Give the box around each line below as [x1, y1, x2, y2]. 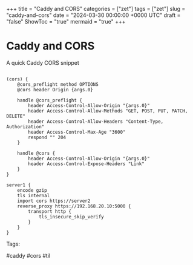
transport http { [28, 208, 71, 214]
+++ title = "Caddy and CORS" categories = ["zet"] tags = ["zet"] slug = [6, 5, 186, 12]
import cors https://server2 [17, 198, 91, 204]
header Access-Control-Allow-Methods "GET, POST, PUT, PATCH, [28, 108, 188, 114]
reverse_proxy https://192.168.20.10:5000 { [17, 203, 131, 209]
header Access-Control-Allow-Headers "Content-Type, [28, 118, 164, 125]
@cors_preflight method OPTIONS [17, 81, 99, 87]
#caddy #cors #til [6, 252, 50, 259]
